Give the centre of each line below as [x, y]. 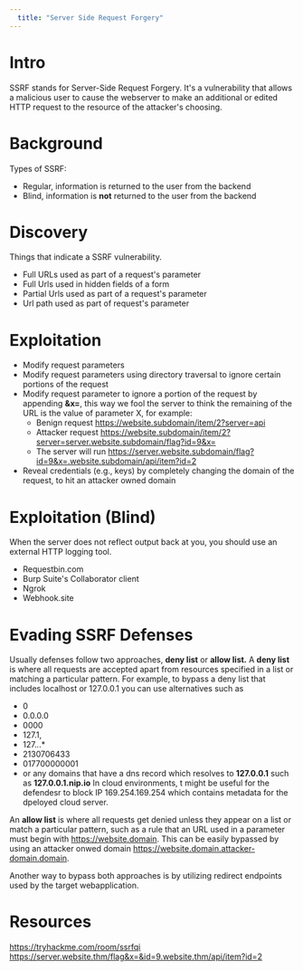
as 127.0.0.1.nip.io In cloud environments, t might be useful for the [146, 783]
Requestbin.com [53, 569]
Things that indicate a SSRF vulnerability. [86, 257]
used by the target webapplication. [74, 885]
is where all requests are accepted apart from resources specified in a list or [151, 670]
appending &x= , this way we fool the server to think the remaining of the [157, 404]
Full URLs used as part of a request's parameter [112, 275]
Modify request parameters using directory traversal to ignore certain [151, 375]
